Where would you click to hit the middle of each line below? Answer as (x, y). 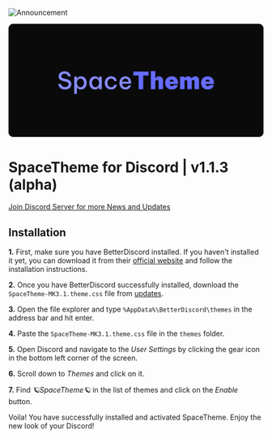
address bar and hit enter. (51, 318)
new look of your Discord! (51, 426)
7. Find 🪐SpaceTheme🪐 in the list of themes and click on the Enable (123, 390)
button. (20, 402)
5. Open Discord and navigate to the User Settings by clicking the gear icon (134, 350)
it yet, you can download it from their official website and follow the (121, 260)
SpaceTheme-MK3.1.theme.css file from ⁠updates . (86, 294)
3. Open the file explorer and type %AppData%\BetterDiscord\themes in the (130, 309)
